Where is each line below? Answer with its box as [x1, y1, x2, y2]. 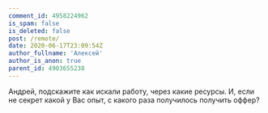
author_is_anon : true [8, 57, 82, 65]
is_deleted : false [8, 27, 70, 35]
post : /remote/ [8, 34, 60, 43]
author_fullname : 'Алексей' [8, 49, 104, 57]
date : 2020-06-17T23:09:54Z [8, 42, 104, 50]
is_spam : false [8, 19, 60, 27]
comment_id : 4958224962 [8, 11, 89, 20]
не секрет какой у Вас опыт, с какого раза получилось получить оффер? [8, 94, 261, 105]
